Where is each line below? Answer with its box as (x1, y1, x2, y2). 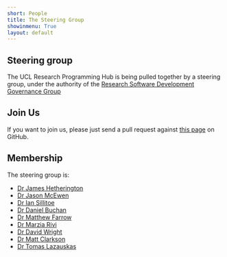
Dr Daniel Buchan (16, 206, 67, 214)
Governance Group (7, 87, 62, 96)
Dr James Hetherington (16, 184, 84, 192)
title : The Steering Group (7, 16, 84, 23)
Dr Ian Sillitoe (16, 198, 55, 206)
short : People (7, 10, 48, 17)
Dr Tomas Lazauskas (16, 242, 77, 250)
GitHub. (7, 132, 29, 140)
